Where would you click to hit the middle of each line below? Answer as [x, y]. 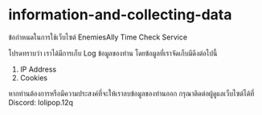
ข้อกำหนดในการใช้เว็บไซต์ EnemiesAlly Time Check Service [98, 37]
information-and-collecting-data [120, 15]
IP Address [38, 69]
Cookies [34, 77]
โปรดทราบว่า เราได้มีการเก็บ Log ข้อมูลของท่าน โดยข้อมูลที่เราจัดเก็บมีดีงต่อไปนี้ [113, 53]
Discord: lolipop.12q [41, 102]
